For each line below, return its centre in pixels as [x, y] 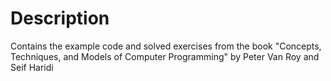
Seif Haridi [32, 67]
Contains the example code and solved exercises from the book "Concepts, [166, 46]
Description [60, 18]
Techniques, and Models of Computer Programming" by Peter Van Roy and [165, 56]
